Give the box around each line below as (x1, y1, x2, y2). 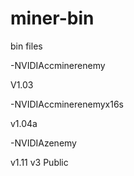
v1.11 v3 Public (10, 156, 69, 168)
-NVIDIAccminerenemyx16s (10, 98, 124, 110)
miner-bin (10, 7, 95, 30)
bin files (10, 40, 43, 52)
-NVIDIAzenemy (10, 137, 77, 149)
